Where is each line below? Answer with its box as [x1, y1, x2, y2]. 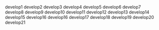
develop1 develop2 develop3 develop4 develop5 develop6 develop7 [5, 4, 142, 10]
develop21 [5, 19, 26, 25]
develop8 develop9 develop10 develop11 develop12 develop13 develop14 [5, 9, 149, 15]
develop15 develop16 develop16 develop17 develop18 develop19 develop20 [5, 15, 154, 20]
